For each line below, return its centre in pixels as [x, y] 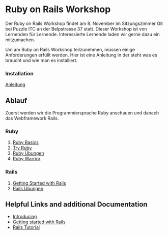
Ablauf [16, 100]
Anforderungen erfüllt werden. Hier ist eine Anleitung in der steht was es [81, 55]
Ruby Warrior [26, 159]
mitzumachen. [20, 40]
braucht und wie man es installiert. [41, 60]
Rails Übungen [28, 188]
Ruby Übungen [28, 153]
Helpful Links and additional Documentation [76, 204]
